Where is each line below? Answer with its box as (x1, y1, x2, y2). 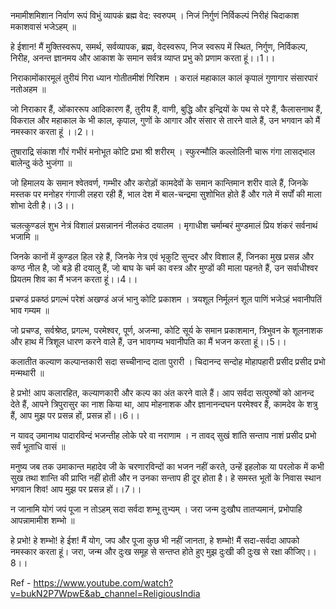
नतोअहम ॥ (10, 83, 47, 95)
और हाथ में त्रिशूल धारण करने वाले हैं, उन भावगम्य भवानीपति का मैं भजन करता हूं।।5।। (10, 336, 287, 347)
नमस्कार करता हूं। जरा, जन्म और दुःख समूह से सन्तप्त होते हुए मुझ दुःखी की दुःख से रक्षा (10, 546, 283, 557)
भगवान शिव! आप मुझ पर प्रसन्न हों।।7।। (10, 483, 142, 495)
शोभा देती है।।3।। (10, 200, 75, 211)
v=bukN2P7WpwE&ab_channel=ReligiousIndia (10, 588, 201, 599)
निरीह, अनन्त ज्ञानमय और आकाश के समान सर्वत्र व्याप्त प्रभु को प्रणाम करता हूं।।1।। (10, 52, 276, 64)
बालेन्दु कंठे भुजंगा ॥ (10, 157, 73, 169)
